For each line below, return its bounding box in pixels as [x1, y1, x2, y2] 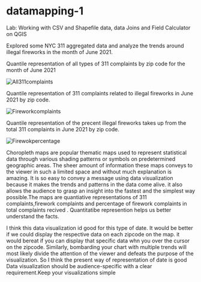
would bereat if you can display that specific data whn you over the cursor [6, 237, 190, 244]
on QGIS [6, 30, 27, 37]
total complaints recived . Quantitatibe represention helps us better [6, 206, 172, 214]
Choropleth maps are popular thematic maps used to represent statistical [6, 149, 187, 156]
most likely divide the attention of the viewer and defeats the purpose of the [6, 250, 194, 257]
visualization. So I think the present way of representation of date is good [6, 256, 187, 263]
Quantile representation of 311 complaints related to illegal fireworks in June [6, 89, 194, 97]
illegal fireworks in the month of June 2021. [6, 48, 113, 55]
